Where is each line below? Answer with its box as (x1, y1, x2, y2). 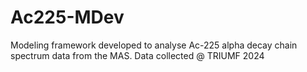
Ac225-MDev (10, 6, 125, 29)
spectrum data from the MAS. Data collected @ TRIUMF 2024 (10, 49, 265, 61)
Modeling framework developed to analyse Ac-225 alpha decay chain (10, 39, 298, 51)
